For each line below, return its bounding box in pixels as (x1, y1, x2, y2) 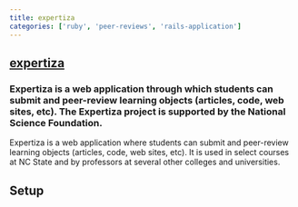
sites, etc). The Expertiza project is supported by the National (9, 105, 286, 118)
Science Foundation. (9, 116, 103, 129)
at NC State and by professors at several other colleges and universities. (9, 156, 281, 168)
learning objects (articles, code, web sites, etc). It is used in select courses (9, 147, 290, 158)
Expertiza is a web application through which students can (9, 83, 274, 95)
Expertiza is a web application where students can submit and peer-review (9, 137, 289, 148)
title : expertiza (9, 13, 75, 23)
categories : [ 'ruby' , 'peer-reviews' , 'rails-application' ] (9, 22, 243, 31)
